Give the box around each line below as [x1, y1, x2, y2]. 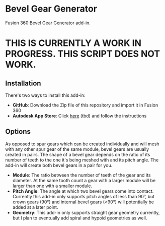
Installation [5, 79, 41, 87]
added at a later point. [12, 204, 58, 210]
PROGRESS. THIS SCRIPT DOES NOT [5, 48, 160, 60]
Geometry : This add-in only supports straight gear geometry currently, [12, 209, 160, 215]
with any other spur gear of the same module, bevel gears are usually [5, 146, 149, 152]
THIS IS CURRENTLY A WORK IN [5, 37, 142, 49]
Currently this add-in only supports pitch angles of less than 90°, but [12, 193, 155, 199]
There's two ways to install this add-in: [5, 92, 86, 98]
